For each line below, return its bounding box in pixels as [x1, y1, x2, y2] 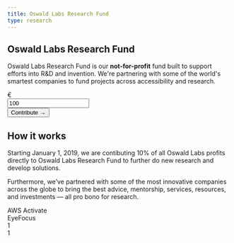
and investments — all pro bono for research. [7, 193, 139, 201]
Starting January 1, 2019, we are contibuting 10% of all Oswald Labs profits [7, 149, 226, 157]
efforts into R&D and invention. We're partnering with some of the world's [7, 69, 221, 78]
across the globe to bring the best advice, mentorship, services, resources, [7, 185, 226, 193]
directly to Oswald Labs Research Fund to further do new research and [7, 157, 214, 165]
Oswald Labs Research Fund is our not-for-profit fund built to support [7, 62, 212, 71]
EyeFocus [7, 214, 36, 222]
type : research [7, 17, 52, 24]
